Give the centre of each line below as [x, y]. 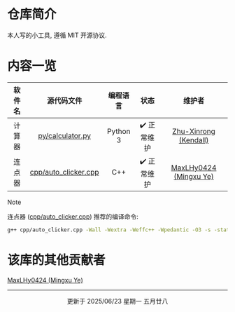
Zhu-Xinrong [194, 132]
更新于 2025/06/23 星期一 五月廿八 [117, 301]
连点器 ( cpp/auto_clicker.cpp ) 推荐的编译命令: [73, 216]
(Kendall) [194, 140]
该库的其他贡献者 [57, 260]
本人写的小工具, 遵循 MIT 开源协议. [57, 35]
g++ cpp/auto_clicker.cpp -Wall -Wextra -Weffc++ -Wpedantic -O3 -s [109, 230]
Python [119, 132]
